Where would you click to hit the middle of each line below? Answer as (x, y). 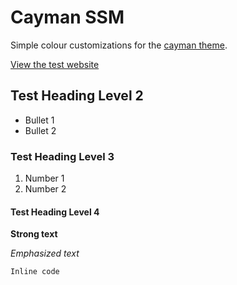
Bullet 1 (39, 120)
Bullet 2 (40, 130)
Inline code (35, 272)
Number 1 (44, 178)
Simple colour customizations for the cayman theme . (119, 45)
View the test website (55, 64)
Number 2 (45, 189)
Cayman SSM (67, 17)
